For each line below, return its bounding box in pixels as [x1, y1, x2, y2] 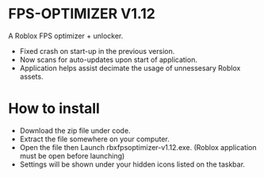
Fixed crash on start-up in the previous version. [19, 46, 175, 56]
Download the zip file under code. [19, 125, 131, 135]
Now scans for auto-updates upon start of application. [19, 55, 198, 64]
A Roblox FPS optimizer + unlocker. [8, 31, 124, 40]
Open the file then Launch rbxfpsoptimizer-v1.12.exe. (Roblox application [19, 142, 257, 152]
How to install [8, 100, 101, 117]
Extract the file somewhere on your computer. [19, 134, 170, 144]
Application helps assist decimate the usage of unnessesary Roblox [19, 63, 241, 72]
